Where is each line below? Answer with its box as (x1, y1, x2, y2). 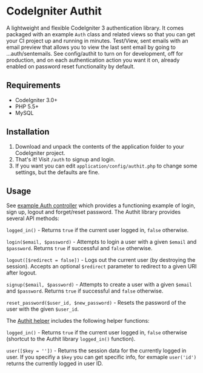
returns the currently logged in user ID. (6, 360, 103, 367)
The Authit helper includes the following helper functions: (6, 317, 150, 325)
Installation (6, 127, 50, 137)
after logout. (6, 269, 38, 276)
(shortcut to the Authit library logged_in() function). (6, 336, 136, 343)
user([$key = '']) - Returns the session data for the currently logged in (6, 347, 187, 354)
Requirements (6, 80, 61, 91)
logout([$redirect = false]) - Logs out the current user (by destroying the (6, 256, 196, 264)
